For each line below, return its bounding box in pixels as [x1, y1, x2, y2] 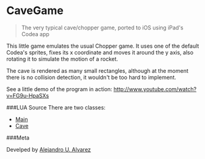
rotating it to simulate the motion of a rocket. [6, 55, 118, 62]
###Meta [6, 134, 29, 141]
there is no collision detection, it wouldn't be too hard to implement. [6, 73, 176, 81]
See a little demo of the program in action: [6, 85, 113, 92]
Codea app [21, 30, 50, 37]
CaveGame [6, 4, 64, 18]
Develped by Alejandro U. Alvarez [6, 146, 91, 153]
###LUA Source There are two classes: [6, 103, 106, 111]
